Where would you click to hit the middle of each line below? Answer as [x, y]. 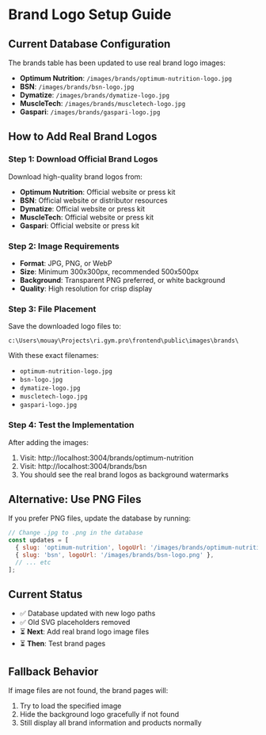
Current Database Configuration [89, 44]
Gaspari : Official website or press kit [80, 225]
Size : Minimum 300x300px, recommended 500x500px [109, 272]
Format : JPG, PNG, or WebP [66, 263]
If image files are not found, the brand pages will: [88, 691]
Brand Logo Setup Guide [90, 15]
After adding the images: [49, 442]
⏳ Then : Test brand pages [63, 644]
